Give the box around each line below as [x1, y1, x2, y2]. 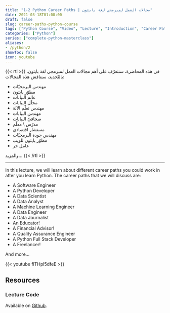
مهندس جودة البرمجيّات [12, 132, 57, 138]
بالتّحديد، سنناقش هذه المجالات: [5, 74, 65, 80]
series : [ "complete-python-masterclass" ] [5, 36, 94, 41]
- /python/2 [5, 45, 30, 50]
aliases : [5, 41, 24, 46]
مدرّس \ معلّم [12, 121, 38, 127]
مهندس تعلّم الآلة [12, 105, 45, 111]
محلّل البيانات [12, 100, 38, 106]
